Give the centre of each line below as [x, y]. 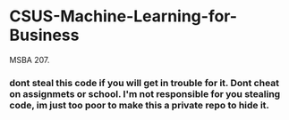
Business [44, 35]
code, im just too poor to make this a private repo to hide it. [140, 105]
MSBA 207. [30, 60]
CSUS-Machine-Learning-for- [123, 16]
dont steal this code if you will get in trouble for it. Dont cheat [144, 83]
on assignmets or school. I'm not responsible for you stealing [145, 93]
